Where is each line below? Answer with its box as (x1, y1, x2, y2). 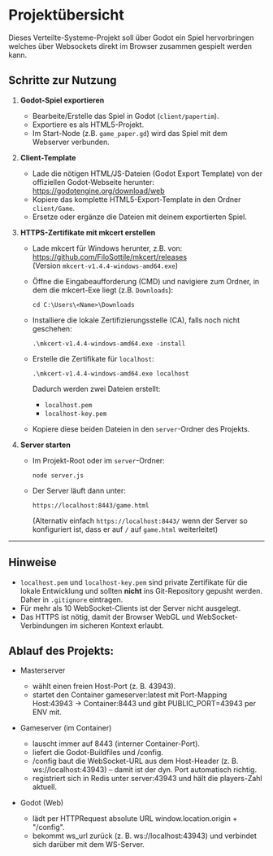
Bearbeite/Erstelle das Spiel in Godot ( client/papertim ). (32, 111, 219, 121)
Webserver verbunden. (32, 137, 110, 147)
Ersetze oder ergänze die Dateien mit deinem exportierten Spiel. (32, 212, 248, 222)
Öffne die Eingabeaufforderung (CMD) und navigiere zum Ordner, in (32, 276, 260, 286)
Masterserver (19, 665, 66, 675)
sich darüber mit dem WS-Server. (32, 840, 145, 849)
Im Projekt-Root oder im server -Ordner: (32, 455, 165, 465)
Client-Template (19, 152, 76, 162)
